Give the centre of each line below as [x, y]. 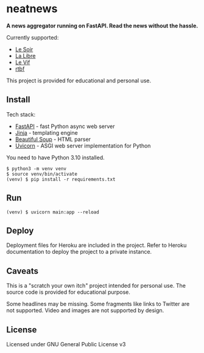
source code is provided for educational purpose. [69, 292]
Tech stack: [21, 114]
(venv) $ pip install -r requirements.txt [61, 179]
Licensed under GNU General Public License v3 [66, 344]
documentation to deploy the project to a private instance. [79, 252]
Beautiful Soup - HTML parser [53, 139]
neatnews [32, 9]
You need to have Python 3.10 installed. [55, 157]
